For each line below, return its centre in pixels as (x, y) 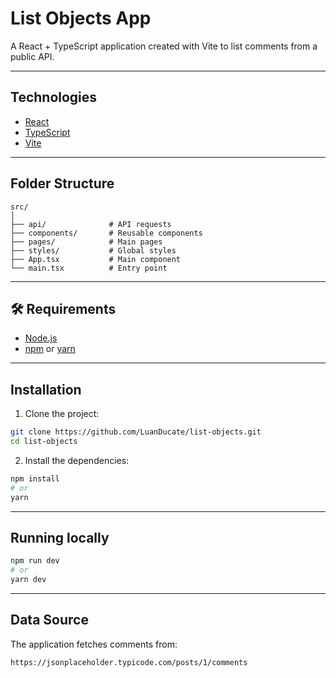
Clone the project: (62, 414)
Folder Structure (62, 183)
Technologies (54, 97)
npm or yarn (50, 349)
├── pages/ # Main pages (86, 242)
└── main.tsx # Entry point (89, 268)
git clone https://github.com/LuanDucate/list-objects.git (136, 432)
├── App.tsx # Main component (96, 259)
